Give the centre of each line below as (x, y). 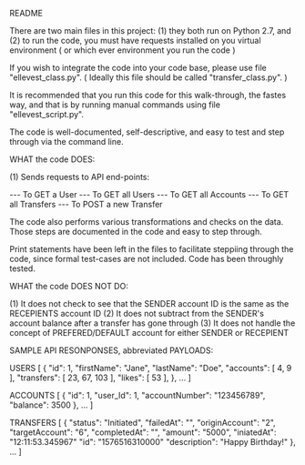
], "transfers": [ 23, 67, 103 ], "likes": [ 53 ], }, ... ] (100, 378)
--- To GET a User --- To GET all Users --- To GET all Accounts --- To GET (149, 194)
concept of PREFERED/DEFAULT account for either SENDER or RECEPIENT (149, 333)
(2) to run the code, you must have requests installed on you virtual (135, 40)
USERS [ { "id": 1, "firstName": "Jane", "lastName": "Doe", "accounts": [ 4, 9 (151, 368)
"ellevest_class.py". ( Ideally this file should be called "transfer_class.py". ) (149, 77)
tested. (23, 268)
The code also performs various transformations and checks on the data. (147, 222)
